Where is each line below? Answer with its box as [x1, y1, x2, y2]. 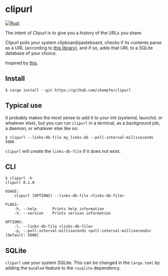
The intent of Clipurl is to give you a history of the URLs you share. [5, 30, 143, 36]
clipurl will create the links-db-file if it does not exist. [5, 148, 121, 154]
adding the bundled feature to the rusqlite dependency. [5, 265, 121, 271]
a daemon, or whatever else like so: [5, 125, 79, 131]
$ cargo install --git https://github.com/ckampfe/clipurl [5, 88, 131, 93]
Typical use [5, 101, 43, 110]
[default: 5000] [5, 233, 39, 238]
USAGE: [5, 189, 19, 194]
